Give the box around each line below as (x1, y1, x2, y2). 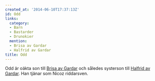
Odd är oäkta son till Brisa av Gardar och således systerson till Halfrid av (5, 65, 151, 71)
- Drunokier (9, 34, 34, 39)
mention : (9, 39, 27, 44)
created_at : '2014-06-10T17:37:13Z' (5, 7, 79, 12)
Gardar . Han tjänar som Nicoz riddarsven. (5, 71, 89, 77)
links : (5, 16, 19, 21)
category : (9, 20, 29, 26)
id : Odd (5, 12, 21, 16)
